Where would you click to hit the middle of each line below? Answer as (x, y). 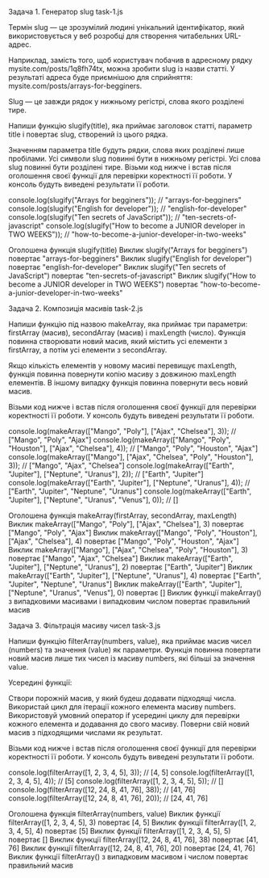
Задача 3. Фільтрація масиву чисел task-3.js (85, 626)
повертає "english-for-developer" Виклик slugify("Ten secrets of (117, 267)
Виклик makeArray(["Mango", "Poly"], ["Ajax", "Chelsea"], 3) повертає (126, 524)
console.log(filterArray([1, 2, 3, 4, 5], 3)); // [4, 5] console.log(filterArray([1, (132, 772)
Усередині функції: (40, 683)
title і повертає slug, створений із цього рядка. (88, 134)
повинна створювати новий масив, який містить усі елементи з (118, 341)
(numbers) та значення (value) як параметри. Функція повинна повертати (134, 650)
